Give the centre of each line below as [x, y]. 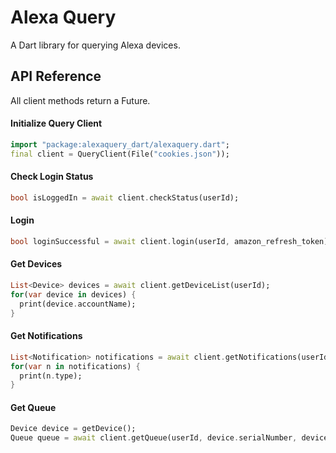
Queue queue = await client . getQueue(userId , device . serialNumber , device [169, 438]
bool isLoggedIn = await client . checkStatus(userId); [125, 197]
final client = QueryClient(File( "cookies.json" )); [120, 154]
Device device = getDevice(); [73, 429]
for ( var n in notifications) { [75, 366]
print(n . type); [51, 376]
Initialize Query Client [56, 123]
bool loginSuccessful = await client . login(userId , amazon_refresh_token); [171, 241]
